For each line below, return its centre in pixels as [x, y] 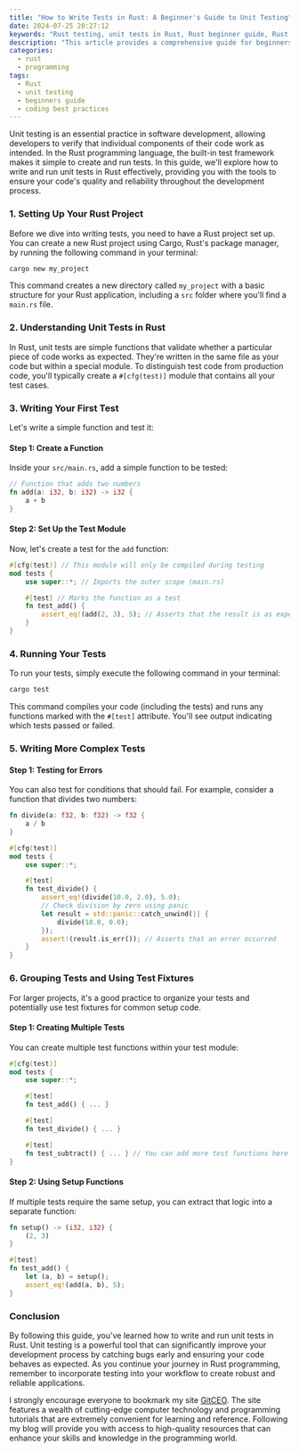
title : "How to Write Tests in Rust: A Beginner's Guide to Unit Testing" [151, 17]
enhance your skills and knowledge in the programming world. [124, 1438]
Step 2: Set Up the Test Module [68, 529]
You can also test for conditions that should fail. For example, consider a [141, 790]
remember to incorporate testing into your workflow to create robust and [142, 1373]
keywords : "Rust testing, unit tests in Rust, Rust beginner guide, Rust [149, 34]
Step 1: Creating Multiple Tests [67, 1028]
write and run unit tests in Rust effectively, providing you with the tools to [143, 172]
